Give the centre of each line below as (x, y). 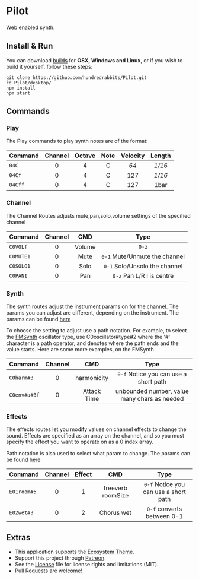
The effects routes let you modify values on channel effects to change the (96, 429)
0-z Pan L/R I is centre (143, 275)
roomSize (115, 496)
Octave (85, 156)
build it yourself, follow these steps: (49, 66)
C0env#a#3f (24, 395)
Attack (92, 391)
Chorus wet (115, 513)
